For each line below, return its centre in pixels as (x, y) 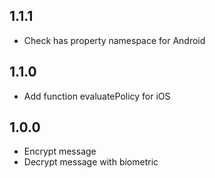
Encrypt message (60, 151)
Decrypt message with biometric (91, 162)
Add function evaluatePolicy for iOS (97, 96)
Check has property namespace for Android (114, 40)
